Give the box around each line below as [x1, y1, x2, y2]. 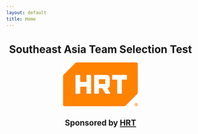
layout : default [6, 10, 47, 16]
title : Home [6, 16, 36, 22]
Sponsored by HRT [65, 118, 136, 128]
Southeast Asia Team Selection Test [8, 42, 193, 56]
